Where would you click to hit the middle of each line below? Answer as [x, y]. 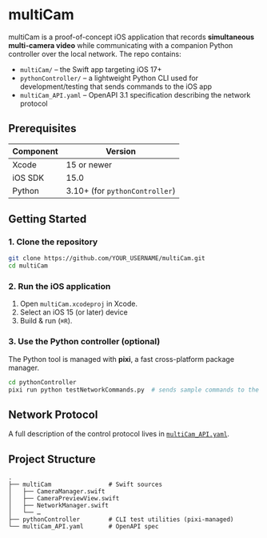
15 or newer [89, 164]
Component [35, 151]
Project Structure [52, 459]
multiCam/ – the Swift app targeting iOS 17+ [91, 69]
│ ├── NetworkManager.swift [59, 506]
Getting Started [48, 219]
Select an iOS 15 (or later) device [74, 312]
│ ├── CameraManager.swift [57, 492]
